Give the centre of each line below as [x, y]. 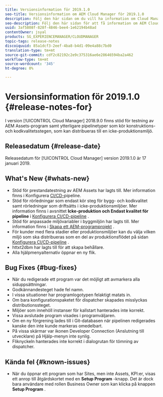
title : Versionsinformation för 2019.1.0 [48, 9]
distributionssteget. [31, 305]
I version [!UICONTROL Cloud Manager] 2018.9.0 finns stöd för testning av [80, 120]
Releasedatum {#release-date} [53, 146]
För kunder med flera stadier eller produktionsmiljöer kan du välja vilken [84, 231]
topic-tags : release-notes [32, 41]
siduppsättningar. [29, 284]
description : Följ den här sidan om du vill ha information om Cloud [77, 19]
